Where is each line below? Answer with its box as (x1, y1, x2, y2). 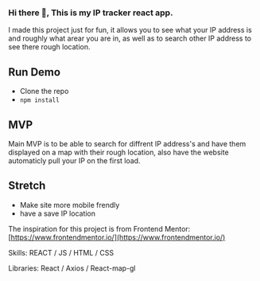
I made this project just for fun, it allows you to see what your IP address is (8, 25, 252, 35)
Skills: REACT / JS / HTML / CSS (8, 248, 114, 257)
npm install (19, 96, 60, 104)
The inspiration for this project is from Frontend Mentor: (8, 224, 191, 233)
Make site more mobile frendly (19, 200, 120, 209)
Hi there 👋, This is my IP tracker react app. (8, 7, 173, 18)
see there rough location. (8, 42, 91, 52)
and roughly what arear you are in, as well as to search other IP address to (8, 33, 252, 43)
